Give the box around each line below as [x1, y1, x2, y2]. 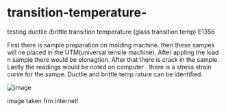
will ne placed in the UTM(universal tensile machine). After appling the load [7, 48, 219, 56]
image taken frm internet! [7, 96, 79, 104]
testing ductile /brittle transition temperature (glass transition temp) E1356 [7, 27, 216, 36]
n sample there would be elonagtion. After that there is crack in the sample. [7, 55, 219, 63]
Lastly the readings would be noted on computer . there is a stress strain [7, 63, 212, 71]
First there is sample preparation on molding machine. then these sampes [7, 41, 215, 49]
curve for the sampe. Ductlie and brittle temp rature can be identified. [7, 70, 203, 78]
